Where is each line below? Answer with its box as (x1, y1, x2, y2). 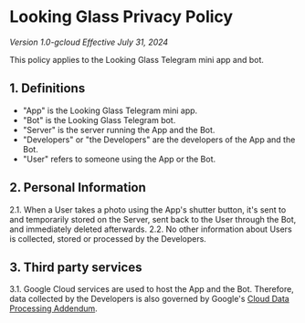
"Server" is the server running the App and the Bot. (22, 124, 216, 135)
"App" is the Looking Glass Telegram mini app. (22, 105, 198, 116)
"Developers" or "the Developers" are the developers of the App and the (22, 134, 296, 145)
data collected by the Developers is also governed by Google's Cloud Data (9, 294, 289, 305)
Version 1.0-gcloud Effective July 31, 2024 (9, 36, 169, 47)
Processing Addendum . (9, 303, 98, 314)
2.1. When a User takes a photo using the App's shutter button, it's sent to (9, 203, 287, 215)
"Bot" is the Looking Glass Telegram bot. (22, 114, 176, 125)
